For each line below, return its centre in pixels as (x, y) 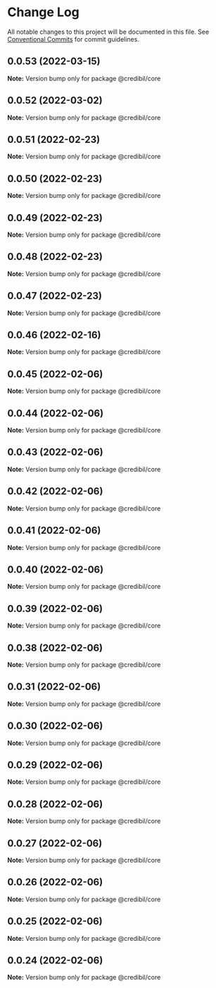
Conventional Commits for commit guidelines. (73, 39)
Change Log (43, 12)
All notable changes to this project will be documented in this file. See (108, 32)
